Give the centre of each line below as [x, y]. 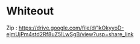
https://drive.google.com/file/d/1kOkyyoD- [71, 28]
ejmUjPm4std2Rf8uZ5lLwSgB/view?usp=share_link [70, 34]
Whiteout [30, 11]
